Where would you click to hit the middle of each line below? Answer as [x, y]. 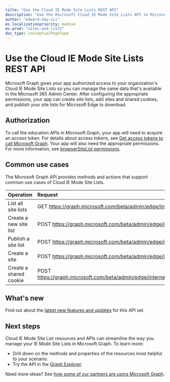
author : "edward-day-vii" [32, 19]
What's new [25, 298]
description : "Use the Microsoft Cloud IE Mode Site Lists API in [77, 15]
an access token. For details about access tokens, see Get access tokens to [84, 138]
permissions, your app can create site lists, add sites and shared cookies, [82, 99]
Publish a [19, 238]
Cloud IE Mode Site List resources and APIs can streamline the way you [80, 339]
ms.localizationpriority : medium [40, 24]
